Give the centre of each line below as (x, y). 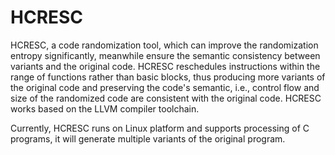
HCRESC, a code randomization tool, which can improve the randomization (164, 45)
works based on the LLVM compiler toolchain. (105, 108)
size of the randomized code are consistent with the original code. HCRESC (166, 98)
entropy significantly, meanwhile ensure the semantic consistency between (165, 55)
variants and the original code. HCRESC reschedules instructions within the (165, 66)
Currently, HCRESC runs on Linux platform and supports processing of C (160, 128)
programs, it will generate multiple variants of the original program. (148, 138)
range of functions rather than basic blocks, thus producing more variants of (168, 77)
